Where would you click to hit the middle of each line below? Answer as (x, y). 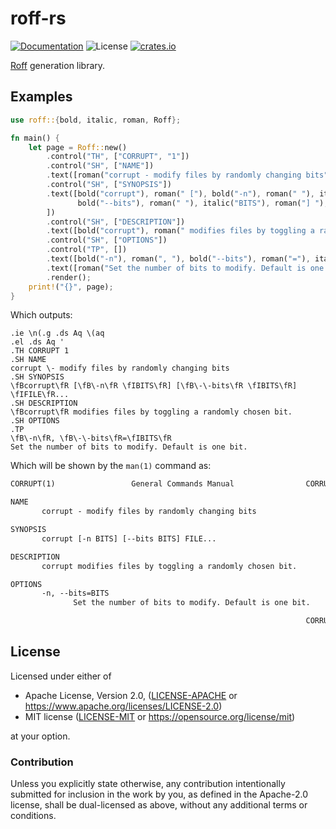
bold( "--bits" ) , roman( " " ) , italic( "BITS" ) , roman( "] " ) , (203, 203)
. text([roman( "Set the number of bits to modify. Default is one (185, 268)
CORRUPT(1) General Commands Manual (122, 484)
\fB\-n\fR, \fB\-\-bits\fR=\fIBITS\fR (91, 438)
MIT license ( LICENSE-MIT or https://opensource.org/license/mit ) (160, 716)
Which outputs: (41, 315)
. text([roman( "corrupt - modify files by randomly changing (174, 175)
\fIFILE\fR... (40, 395)
